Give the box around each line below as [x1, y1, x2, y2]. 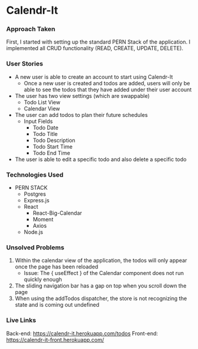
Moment [32, 216, 54, 223]
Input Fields [23, 118, 53, 125]
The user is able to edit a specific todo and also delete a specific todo [14, 156, 187, 163]
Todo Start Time [32, 143, 73, 150]
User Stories [6, 60, 44, 68]
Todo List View [23, 98, 61, 106]
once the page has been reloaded [14, 263, 99, 270]
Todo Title [32, 130, 58, 137]
